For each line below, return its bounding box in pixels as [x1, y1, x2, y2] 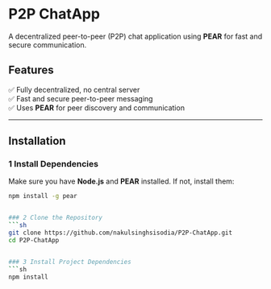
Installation [8, 134, 66, 148]
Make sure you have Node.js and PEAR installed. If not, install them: [8, 176, 235, 186]
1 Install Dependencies [8, 159, 99, 170]
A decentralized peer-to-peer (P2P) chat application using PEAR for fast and [8, 31, 263, 41]
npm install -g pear [8, 192, 78, 200]
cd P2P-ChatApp [8, 236, 60, 244]
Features [8, 64, 54, 77]
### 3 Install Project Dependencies [8, 258, 131, 266]
